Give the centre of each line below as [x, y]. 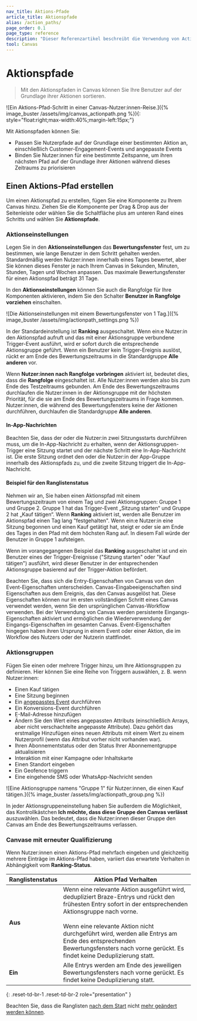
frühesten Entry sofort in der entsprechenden [125, 904]
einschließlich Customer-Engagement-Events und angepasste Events [98, 149]
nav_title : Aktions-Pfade [38, 11]
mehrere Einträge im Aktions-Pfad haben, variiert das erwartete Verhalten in [98, 859]
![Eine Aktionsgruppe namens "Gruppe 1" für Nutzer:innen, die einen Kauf [95, 788]
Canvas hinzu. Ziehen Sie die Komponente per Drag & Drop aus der [87, 206]
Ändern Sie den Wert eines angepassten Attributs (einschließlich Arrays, [102, 720]
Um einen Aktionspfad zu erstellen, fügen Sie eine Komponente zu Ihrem [94, 200]
